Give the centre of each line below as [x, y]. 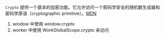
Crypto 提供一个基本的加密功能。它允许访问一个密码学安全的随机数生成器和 [82, 7]
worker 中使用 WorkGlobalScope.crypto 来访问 [60, 30]
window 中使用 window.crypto [43, 24]
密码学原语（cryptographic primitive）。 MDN [51, 13]
